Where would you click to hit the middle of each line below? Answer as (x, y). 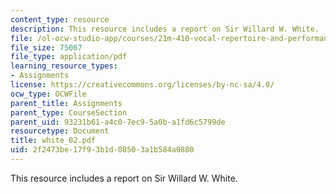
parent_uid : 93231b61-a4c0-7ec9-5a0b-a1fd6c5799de (118, 122)
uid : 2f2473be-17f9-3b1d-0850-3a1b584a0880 (102, 150)
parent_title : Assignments (66, 103)
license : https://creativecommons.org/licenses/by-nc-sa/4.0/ (142, 85)
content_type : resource (60, 19)
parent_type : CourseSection (69, 112)
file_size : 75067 (46, 47)
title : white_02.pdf (53, 141)
